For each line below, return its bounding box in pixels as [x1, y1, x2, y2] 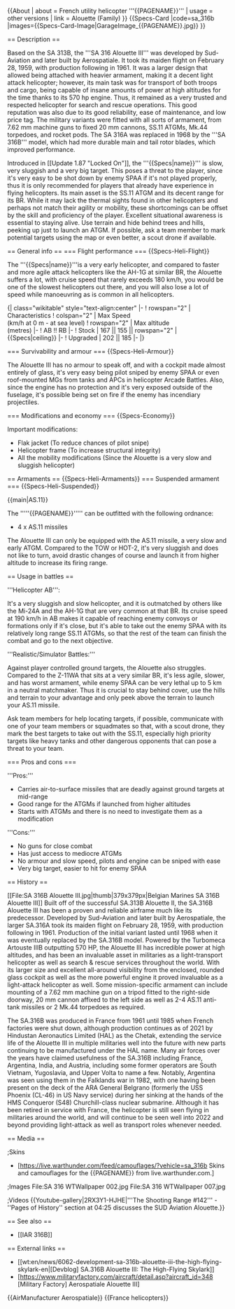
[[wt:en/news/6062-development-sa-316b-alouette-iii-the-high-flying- [17, 1258, 222, 1266]
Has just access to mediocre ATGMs [17, 850, 122, 857]
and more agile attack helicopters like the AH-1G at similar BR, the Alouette [7, 268, 222, 276]
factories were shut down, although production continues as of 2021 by [7, 1024, 213, 1032]
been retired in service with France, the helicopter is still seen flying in [7, 1106, 210, 1114]
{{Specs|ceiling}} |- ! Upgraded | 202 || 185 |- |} [7, 333, 145, 342]
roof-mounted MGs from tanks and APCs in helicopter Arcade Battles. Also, [7, 375, 225, 384]
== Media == [7, 1135, 45, 1142]
